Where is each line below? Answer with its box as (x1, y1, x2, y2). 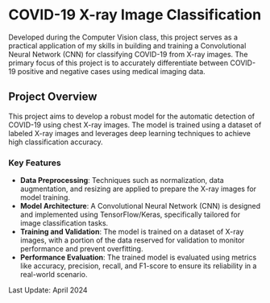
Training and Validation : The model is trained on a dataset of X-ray (19, 227, 244, 237)
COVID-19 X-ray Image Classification (8, 6, 262, 24)
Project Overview (8, 90, 98, 104)
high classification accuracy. (8, 137, 103, 147)
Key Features (8, 157, 62, 168)
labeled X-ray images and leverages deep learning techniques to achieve (8, 128, 251, 138)
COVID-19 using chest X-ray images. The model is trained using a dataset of (8, 119, 262, 130)
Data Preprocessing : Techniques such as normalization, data (19, 176, 224, 185)
